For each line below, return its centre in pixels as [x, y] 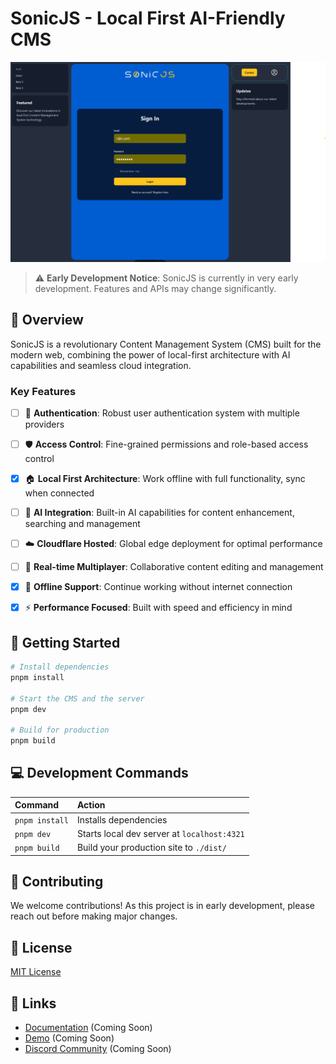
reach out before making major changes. [94, 916]
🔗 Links [33, 1003]
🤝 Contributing [57, 881]
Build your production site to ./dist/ [151, 848]
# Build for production [60, 730]
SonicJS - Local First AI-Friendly [148, 18]
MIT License [36, 972]
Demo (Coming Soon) [69, 1038]
